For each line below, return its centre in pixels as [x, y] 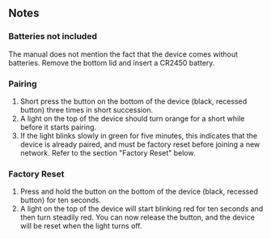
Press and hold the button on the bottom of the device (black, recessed [139, 192]
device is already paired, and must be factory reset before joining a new [140, 144]
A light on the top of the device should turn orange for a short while [132, 118]
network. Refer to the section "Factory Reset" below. [108, 152]
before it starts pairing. [58, 127]
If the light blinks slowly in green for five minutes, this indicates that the [139, 135]
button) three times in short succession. [87, 109]
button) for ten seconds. [60, 200]
